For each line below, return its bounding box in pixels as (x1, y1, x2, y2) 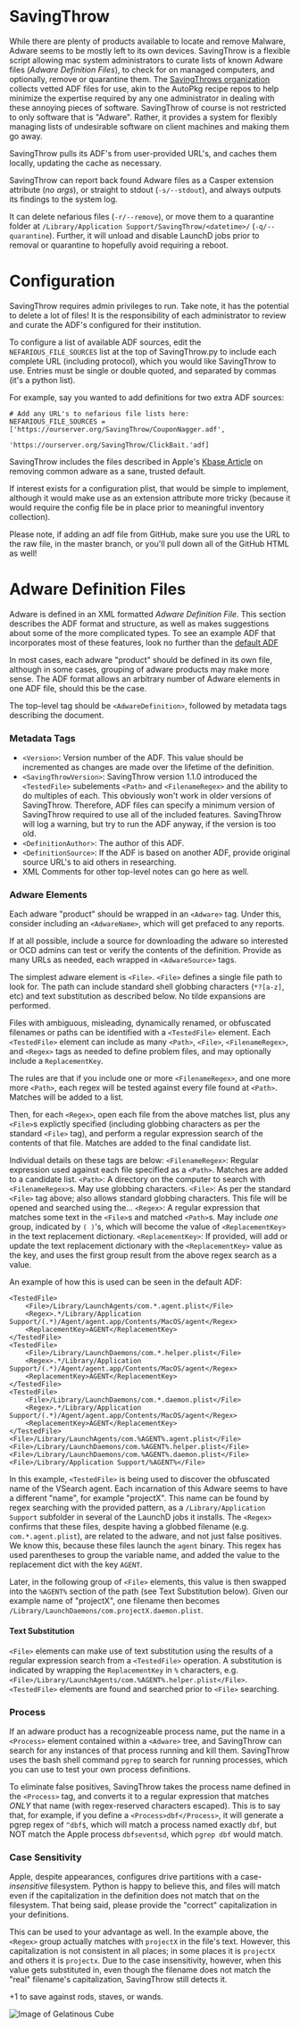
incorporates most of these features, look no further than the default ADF (9, 637, 279, 648)
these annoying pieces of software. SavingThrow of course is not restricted (9, 102, 287, 113)
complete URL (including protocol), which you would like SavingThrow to (9, 356, 277, 366)
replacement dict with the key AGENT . (9, 1559, 143, 1570)
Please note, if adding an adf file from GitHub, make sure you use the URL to (9, 529, 290, 540)
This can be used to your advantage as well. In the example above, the (9, 1927, 270, 1938)
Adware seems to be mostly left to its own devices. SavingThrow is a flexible (9, 45, 291, 55)
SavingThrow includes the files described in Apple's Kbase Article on (9, 456, 263, 466)
